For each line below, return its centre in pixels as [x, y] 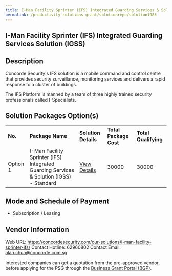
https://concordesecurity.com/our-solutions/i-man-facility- [90, 242]
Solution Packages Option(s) [52, 116]
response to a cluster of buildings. [41, 84]
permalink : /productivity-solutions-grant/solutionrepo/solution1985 [81, 15]
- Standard [43, 183]
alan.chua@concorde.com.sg [36, 253]
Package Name [48, 136]
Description [24, 61]
